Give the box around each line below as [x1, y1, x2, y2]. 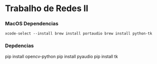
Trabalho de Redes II [5, 3, 88, 14]
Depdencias [5, 42, 34, 49]
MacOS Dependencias [5, 20, 59, 27]
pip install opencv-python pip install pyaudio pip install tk [5, 53, 118, 59]
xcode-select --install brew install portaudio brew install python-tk [5, 31, 152, 36]
